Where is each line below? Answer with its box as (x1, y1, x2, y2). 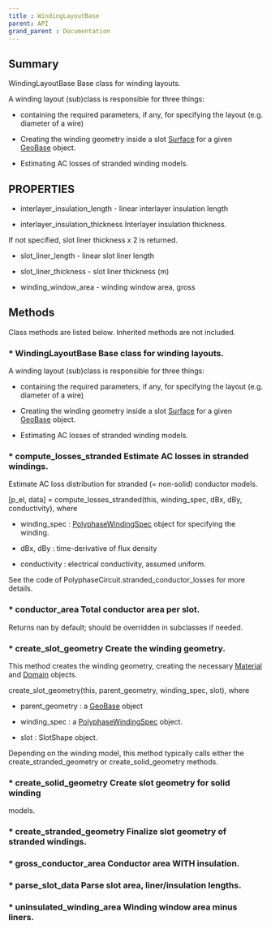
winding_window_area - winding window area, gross (19, 282, 196, 292)
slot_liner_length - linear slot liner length (19, 251, 155, 260)
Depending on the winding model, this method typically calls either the (8, 748, 245, 758)
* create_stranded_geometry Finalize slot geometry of (8, 826, 227, 837)
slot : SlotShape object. (19, 733, 98, 742)
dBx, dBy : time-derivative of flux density (19, 544, 157, 553)
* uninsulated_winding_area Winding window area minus (8, 901, 238, 913)
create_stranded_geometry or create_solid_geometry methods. (8, 757, 219, 767)
